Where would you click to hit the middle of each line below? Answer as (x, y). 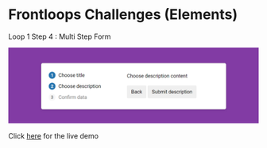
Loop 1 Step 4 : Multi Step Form (60, 36)
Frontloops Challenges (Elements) (123, 15)
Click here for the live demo (54, 135)
